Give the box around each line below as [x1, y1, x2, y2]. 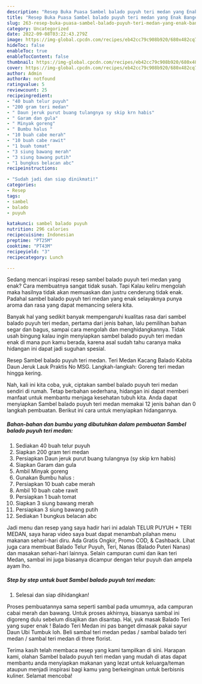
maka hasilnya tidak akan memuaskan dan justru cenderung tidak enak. [7, 289, 183, 296]
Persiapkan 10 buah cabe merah [15, 481, 95, 488]
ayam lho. [7, 562, 31, 570]
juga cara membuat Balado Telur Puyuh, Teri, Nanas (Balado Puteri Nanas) [7, 543, 191, 550]
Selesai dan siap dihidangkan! [15, 591, 89, 599]
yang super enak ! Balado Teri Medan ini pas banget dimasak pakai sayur [7, 622, 188, 629]
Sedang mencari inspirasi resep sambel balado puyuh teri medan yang [7, 276, 182, 283]
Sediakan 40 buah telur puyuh [15, 442, 91, 449]
